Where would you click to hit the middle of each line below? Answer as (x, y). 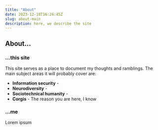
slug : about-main (23, 19)
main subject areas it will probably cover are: (51, 73)
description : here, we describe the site (48, 23)
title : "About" (21, 10)
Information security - (36, 83)
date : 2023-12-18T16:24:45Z (34, 14)
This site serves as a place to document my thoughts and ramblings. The (79, 68)
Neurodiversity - (30, 88)
